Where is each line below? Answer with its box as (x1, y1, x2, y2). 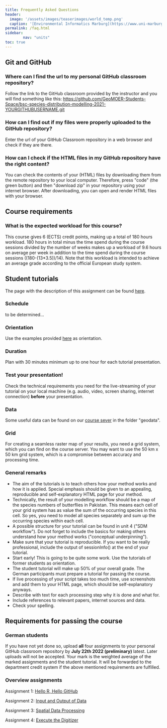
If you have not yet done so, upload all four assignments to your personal (5, 643, 155, 649)
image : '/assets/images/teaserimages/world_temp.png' (9, 16, 123, 21)
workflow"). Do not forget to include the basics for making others (12, 528, 146, 534)
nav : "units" (23, 35, 50, 40)
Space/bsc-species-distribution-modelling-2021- (5, 101, 106, 107)
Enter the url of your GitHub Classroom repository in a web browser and (5, 137, 153, 143)
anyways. (12, 586, 32, 592)
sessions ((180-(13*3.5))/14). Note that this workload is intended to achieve (5, 255, 160, 261)
